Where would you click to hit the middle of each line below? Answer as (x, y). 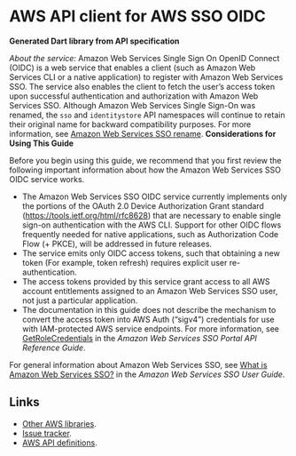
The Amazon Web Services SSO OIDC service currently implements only (155, 196)
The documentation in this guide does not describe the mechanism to (149, 309)
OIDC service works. (47, 179)
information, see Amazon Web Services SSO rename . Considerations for (143, 133)
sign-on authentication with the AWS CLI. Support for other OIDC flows (152, 225)
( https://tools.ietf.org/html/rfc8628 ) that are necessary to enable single (152, 215)
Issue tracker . (47, 433)
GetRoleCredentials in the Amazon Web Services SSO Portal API (139, 338)
